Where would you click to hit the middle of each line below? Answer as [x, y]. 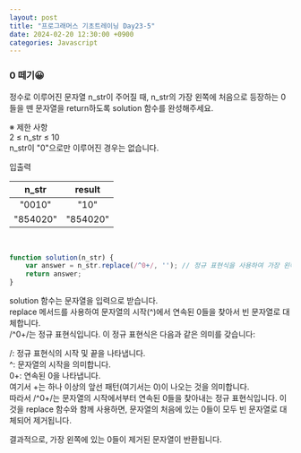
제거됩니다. [52, 421]
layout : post [34, 17]
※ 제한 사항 [29, 127]
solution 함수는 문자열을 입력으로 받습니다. [84, 301]
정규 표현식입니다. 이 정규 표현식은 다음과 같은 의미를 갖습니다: [146, 334]
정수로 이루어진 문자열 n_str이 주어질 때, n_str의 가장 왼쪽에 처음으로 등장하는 [144, 97]
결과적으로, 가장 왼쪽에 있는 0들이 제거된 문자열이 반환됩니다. [116, 440]
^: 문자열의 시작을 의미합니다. [60, 364]
